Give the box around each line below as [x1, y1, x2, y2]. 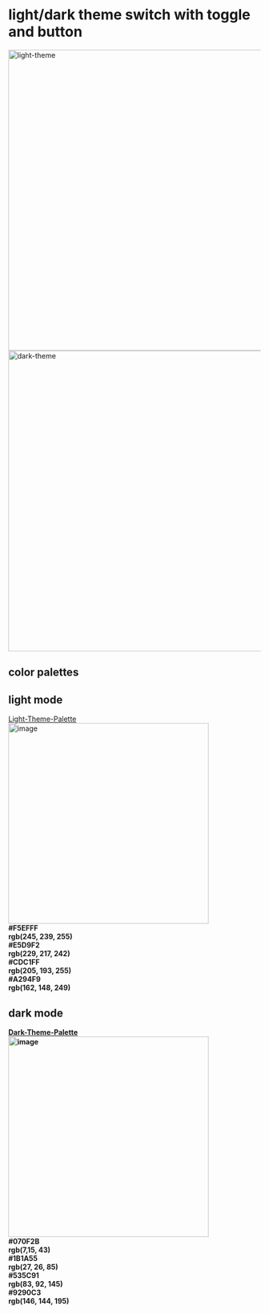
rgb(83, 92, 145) [8, 1279, 63, 1288]
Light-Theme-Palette [8, 714, 77, 724]
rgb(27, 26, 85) [8, 1262, 58, 1271]
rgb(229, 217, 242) [8, 949, 70, 959]
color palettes [8, 666, 79, 679]
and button [8, 22, 82, 41]
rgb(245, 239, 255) [8, 932, 73, 942]
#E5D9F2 [8, 940, 40, 950]
